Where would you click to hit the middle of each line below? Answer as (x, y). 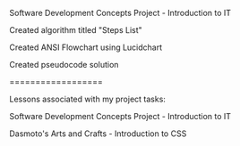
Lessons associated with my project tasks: (87, 99)
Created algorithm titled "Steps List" (76, 30)
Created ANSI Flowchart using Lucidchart (86, 47)
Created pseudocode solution (64, 65)
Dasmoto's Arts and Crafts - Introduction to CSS (98, 134)
